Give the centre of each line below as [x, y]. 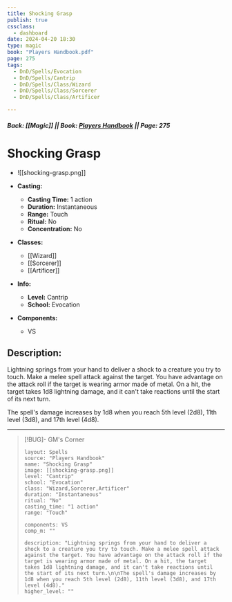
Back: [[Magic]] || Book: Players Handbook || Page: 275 [89, 125]
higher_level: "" [49, 592]
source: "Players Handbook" [64, 458]
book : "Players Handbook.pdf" [51, 53]
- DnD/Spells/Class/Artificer [57, 98]
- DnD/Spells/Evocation [47, 71]
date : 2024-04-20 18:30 [41, 39]
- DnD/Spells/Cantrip [45, 78]
